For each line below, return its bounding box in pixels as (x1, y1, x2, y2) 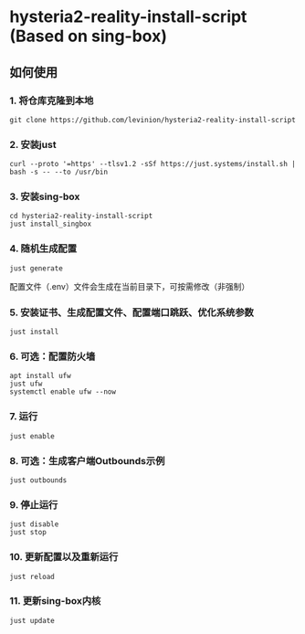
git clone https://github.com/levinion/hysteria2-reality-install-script (9, 115, 297, 124)
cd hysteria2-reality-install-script (9, 212, 153, 221)
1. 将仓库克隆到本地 (9, 94, 94, 107)
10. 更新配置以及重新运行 (9, 551, 119, 564)
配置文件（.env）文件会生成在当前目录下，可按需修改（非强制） (9, 280, 250, 291)
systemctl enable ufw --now (9, 387, 117, 396)
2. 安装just (9, 138, 57, 151)
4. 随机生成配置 (9, 242, 78, 255)
